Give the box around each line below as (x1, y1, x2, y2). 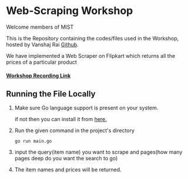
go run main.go (14, 139, 52, 144)
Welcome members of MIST (6, 23, 74, 30)
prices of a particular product (6, 58, 78, 66)
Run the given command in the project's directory (14, 127, 135, 134)
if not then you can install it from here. (14, 116, 107, 123)
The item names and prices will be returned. (14, 166, 122, 173)
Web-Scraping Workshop (6, 4, 133, 18)
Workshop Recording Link (6, 72, 71, 79)
